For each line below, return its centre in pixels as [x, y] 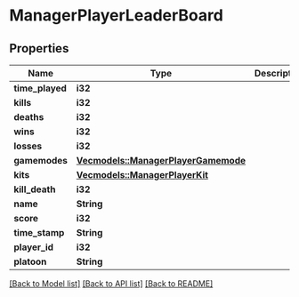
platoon [30, 261]
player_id [34, 247]
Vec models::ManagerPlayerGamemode [161, 161]
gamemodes [41, 161]
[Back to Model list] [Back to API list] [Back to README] [111, 284]
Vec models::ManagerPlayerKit [142, 175]
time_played [40, 88]
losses [28, 146]
